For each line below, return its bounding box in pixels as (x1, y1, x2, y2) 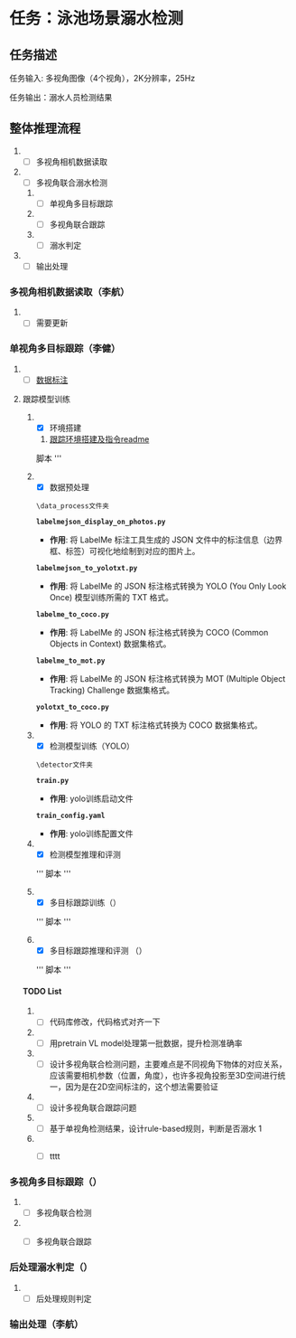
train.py (35, 777, 69, 786)
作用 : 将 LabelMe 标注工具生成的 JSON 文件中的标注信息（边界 (49, 534, 283, 545)
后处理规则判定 (35, 1293, 92, 1304)
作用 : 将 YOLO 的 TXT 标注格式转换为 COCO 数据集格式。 (49, 720, 263, 730)
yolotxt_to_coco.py (35, 702, 110, 712)
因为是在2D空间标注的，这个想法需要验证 (65, 1081, 219, 1092)
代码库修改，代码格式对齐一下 (49, 1016, 161, 1027)
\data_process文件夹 (35, 502, 110, 511)
